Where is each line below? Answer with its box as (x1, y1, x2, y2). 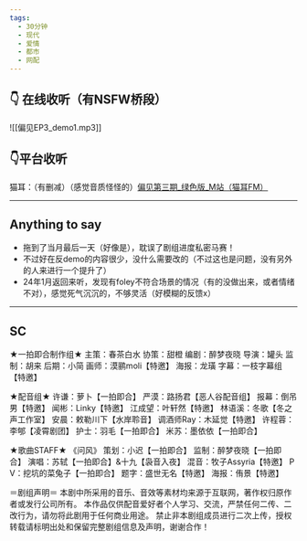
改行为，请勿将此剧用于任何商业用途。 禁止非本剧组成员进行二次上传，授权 (9, 510, 292, 521)
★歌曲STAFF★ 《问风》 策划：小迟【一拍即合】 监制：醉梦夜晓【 (9, 445, 259, 456)
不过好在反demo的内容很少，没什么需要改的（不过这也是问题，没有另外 (22, 253, 293, 265)
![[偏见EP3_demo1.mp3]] (9, 122, 102, 133)
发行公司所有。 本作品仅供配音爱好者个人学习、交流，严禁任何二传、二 (25, 499, 292, 510)
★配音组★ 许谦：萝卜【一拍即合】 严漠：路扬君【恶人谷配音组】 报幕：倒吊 (9, 391, 298, 402)
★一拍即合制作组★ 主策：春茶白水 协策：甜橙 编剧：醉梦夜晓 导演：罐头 (9, 349, 284, 360)
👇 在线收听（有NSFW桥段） (9, 92, 167, 108)
